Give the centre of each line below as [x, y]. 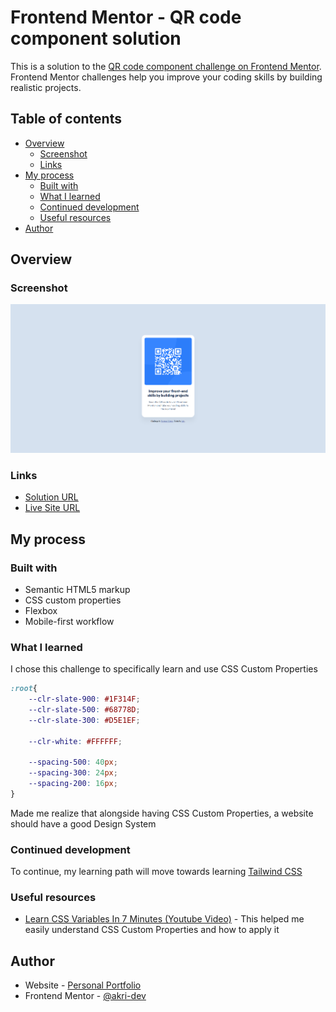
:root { [24, 689]
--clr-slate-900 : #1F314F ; [84, 699]
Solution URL [51, 497]
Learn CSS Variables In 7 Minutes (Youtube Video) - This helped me [164, 919]
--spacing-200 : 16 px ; [73, 784]
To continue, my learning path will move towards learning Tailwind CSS [156, 872]
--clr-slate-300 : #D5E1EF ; [84, 720]
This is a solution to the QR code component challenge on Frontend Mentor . [166, 66]
